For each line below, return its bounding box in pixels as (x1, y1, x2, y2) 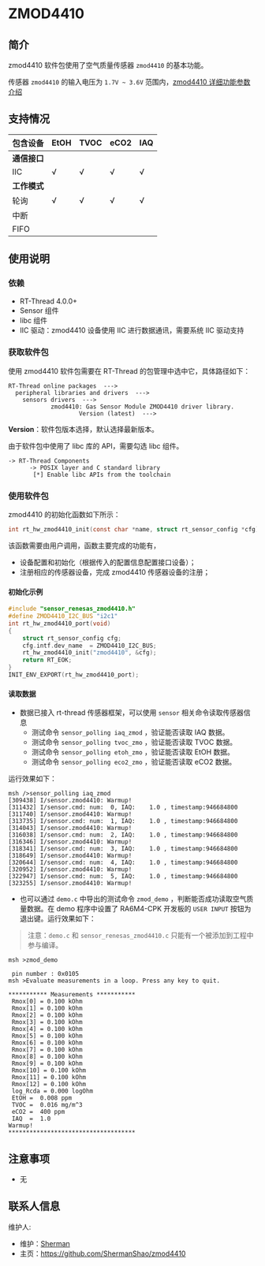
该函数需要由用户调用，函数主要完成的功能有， (8, 541, 160, 550)
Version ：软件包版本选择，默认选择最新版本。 (8, 424, 159, 434)
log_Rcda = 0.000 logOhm (11, 1087, 93, 1096)
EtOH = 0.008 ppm (11, 1094, 73, 1102)
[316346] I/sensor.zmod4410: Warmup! (8, 838, 132, 846)
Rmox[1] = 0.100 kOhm (11, 1004, 83, 1013)
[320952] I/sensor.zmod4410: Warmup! (8, 866, 132, 873)
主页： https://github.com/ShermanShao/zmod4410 (19, 1249, 186, 1258)
